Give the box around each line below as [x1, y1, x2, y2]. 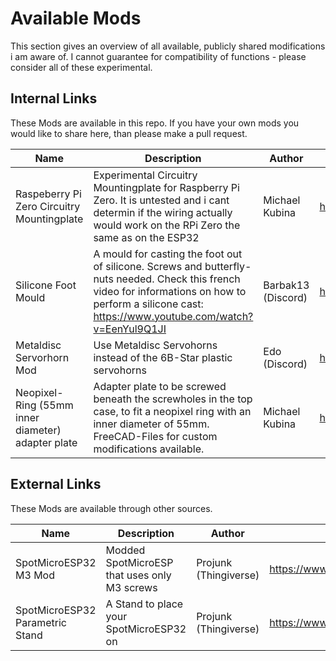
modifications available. [93, 442, 205, 456]
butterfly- [204, 259, 252, 273]
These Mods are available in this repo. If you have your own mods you [10, 117, 300, 129]
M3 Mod [15, 568, 55, 582]
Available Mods [10, 7, 142, 30]
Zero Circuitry [15, 199, 81, 213]
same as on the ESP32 [93, 230, 200, 244]
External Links [10, 476, 102, 493]
